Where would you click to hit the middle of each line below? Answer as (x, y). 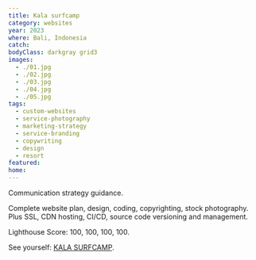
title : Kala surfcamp (44, 15)
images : (21, 60)
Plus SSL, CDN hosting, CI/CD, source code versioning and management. (128, 216)
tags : (17, 104)
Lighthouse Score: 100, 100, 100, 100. (69, 232)
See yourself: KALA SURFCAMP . (61, 247)
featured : (25, 163)
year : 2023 (26, 30)
